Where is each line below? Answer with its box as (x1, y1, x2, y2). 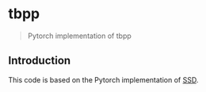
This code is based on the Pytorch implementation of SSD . (8, 75, 199, 84)
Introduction (8, 54, 71, 67)
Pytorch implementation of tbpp (27, 31, 132, 40)
